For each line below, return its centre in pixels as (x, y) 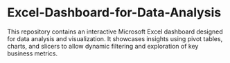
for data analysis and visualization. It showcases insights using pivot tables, (115, 38)
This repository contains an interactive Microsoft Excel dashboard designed (115, 32)
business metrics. (33, 53)
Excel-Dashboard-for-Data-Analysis (114, 13)
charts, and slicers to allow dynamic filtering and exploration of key (103, 46)
